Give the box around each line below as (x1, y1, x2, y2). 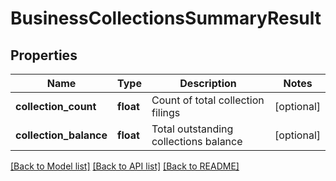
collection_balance (15, 128, 108, 142)
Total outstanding (151, 122, 234, 136)
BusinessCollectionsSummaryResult (10, 7, 322, 30)
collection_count (15, 100, 97, 113)
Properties (10, 47, 78, 64)
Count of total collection (151, 93, 265, 107)
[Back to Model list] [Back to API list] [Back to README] (10, 160, 240, 172)
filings (151, 106, 181, 119)
